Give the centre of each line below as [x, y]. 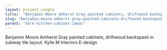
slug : [11, 19]
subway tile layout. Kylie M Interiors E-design [51, 43]
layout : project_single [30, 10]
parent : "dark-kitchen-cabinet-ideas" [45, 23]
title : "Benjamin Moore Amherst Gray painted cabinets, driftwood [77, 14]
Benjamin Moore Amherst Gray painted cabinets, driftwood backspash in [80, 37]
